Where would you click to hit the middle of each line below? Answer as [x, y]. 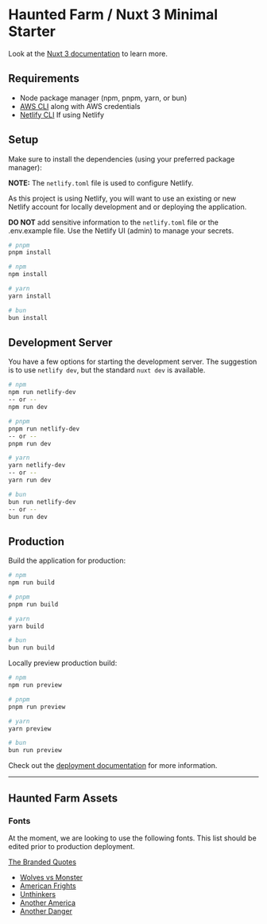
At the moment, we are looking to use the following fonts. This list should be [132, 838]
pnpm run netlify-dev [44, 429]
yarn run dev [30, 480]
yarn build [26, 626]
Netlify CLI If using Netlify [62, 115]
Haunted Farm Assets [63, 798]
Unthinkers [38, 894]
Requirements [44, 78]
